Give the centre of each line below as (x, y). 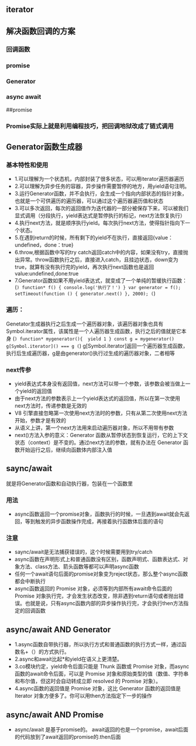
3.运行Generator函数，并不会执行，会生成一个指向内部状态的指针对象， (101, 194)
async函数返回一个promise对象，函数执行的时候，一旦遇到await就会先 (99, 514)
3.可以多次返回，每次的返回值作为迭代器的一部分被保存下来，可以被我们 (102, 209)
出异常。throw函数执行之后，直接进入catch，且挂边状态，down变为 (96, 260)
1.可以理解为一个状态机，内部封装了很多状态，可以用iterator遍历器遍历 (99, 179)
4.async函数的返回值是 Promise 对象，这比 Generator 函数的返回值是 (98, 688)
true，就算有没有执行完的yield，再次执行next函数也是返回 (84, 267)
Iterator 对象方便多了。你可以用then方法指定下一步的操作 (83, 696)
